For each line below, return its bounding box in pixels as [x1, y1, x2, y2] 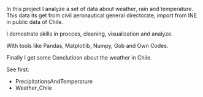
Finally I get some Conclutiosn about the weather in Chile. [6, 54, 152, 61]
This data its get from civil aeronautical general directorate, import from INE [6, 12, 197, 19]
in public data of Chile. [6, 18, 63, 25]
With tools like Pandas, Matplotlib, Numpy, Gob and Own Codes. [6, 42, 169, 49]
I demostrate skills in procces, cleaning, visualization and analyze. [6, 30, 173, 37]
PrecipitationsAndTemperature [15, 78, 93, 85]
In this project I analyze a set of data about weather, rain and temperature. [6, 6, 194, 12]
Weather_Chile [15, 84, 52, 91]
